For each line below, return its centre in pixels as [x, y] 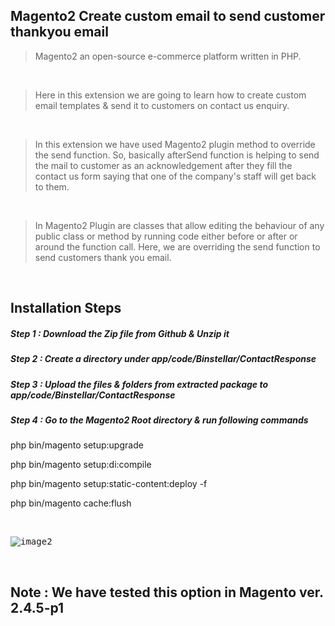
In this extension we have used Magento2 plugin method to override [175, 144]
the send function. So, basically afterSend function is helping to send [177, 155]
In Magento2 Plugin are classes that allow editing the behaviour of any [179, 225]
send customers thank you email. [103, 257]
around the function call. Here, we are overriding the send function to [177, 246]
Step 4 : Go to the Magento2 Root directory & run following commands [159, 420]
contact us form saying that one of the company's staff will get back [175, 176]
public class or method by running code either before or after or [166, 236]
